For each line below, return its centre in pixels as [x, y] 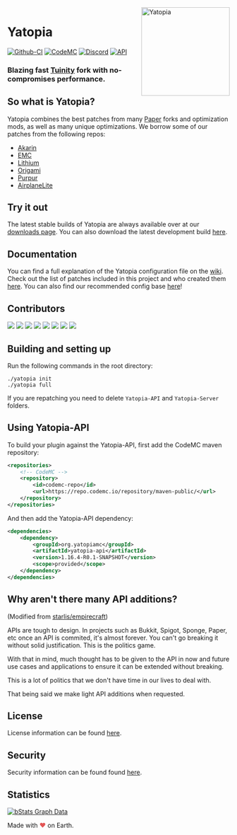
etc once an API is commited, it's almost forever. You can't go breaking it [113, 638]
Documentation [42, 254]
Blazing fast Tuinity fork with [57, 70]
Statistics [29, 794]
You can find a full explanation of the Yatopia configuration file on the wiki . [115, 271]
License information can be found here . [65, 733]
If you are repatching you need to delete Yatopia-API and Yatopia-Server [113, 398]
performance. [81, 79]
